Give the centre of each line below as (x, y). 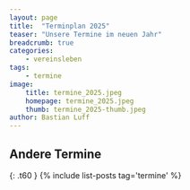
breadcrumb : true (42, 43)
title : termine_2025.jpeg (74, 92)
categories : (31, 51)
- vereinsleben (54, 59)
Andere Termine (56, 154)
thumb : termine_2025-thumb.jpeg (86, 109)
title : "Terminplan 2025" (60, 26)
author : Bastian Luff (50, 117)
